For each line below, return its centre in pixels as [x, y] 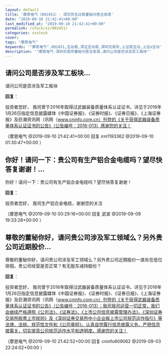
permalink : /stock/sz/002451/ [37, 28]
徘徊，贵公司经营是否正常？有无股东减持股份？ [53, 266]
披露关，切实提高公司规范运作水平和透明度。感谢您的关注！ [66, 331]
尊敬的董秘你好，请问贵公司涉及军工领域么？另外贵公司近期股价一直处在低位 [84, 259]
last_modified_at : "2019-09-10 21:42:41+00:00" [56, 24]
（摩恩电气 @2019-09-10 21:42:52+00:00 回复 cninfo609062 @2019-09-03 [83, 341]
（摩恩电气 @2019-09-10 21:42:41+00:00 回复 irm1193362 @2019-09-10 [80, 136]
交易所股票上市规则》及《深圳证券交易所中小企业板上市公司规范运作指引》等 [84, 318]
